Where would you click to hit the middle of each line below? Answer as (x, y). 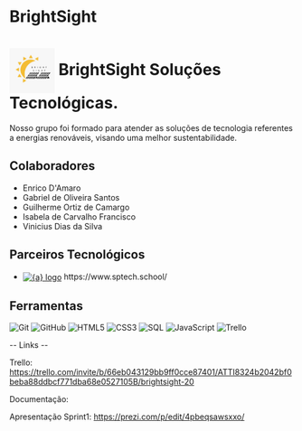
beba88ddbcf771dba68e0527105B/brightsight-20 (102, 382)
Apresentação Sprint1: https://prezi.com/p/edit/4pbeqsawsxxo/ (127, 417)
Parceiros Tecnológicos (77, 255)
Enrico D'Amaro (52, 188)
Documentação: (39, 399)
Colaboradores (52, 166)
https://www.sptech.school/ (115, 276)
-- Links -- (29, 345)
